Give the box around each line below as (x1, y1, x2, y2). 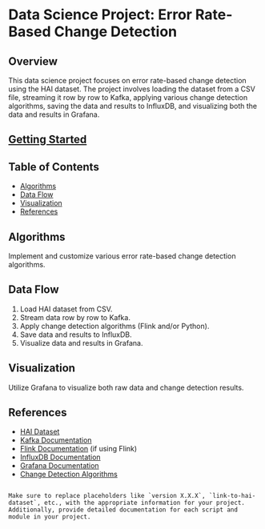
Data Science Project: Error (8, 6, 192, 24)
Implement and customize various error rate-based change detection (8, 251, 236, 261)
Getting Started (8, 133, 87, 146)
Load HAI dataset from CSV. (19, 304, 113, 314)
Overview (8, 54, 58, 68)
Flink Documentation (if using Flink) (19, 444, 138, 454)
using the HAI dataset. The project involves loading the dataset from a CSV (8, 84, 256, 94)
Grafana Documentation (19, 461, 99, 471)
